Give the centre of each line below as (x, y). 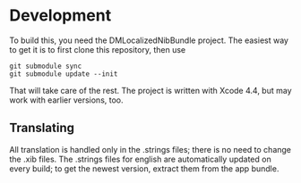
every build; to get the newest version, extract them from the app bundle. (144, 168)
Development (60, 16)
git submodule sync (46, 66)
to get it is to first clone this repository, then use (98, 49)
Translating (42, 128)
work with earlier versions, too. (66, 100)
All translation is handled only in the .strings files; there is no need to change (150, 149)
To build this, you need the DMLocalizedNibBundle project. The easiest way (149, 40)
